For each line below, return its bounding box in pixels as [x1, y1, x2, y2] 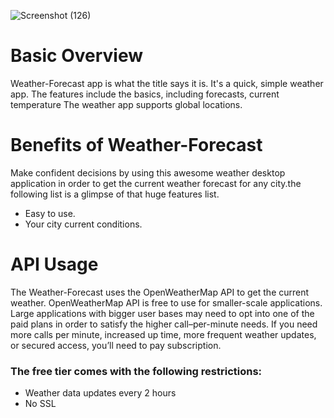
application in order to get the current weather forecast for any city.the [10, 177, 302, 189]
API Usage [10, 253, 99, 276]
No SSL [24, 398, 57, 410]
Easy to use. [24, 207, 76, 219]
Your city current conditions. [24, 218, 143, 230]
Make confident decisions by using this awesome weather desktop [10, 166, 286, 179]
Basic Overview [10, 45, 144, 67]
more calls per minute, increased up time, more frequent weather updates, [10, 328, 317, 340]
